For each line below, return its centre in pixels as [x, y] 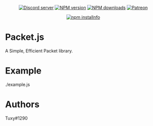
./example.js [18, 84]
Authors [22, 105]
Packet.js [25, 37]
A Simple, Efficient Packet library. [39, 51]
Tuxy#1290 [17, 118]
